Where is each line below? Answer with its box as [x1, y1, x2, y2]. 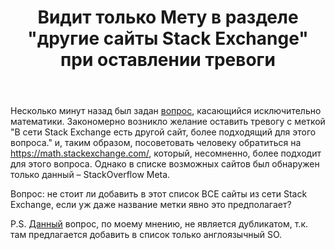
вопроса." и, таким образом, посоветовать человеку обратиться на [10, 137, 302, 149]
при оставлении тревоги [60, 49, 276, 71]
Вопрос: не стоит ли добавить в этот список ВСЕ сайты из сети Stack [10, 188, 308, 200]
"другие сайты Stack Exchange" [27, 27, 309, 50]
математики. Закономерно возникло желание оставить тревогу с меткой [10, 116, 326, 128]
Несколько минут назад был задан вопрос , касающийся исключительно [10, 105, 322, 117]
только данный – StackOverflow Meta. [10, 169, 171, 181]
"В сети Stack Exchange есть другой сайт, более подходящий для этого [10, 126, 317, 138]
